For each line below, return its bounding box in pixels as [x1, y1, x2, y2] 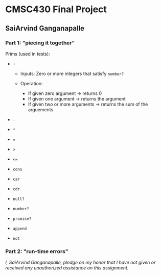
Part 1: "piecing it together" [5, 39, 75, 46]
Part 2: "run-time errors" [5, 247, 68, 255]
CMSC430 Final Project [5, 4, 107, 15]
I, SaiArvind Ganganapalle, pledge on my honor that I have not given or [5, 259, 156, 266]
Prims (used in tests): [5, 51, 50, 57]
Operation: [20, 80, 43, 86]
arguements [28, 106, 54, 113]
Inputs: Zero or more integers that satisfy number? [20, 70, 124, 77]
